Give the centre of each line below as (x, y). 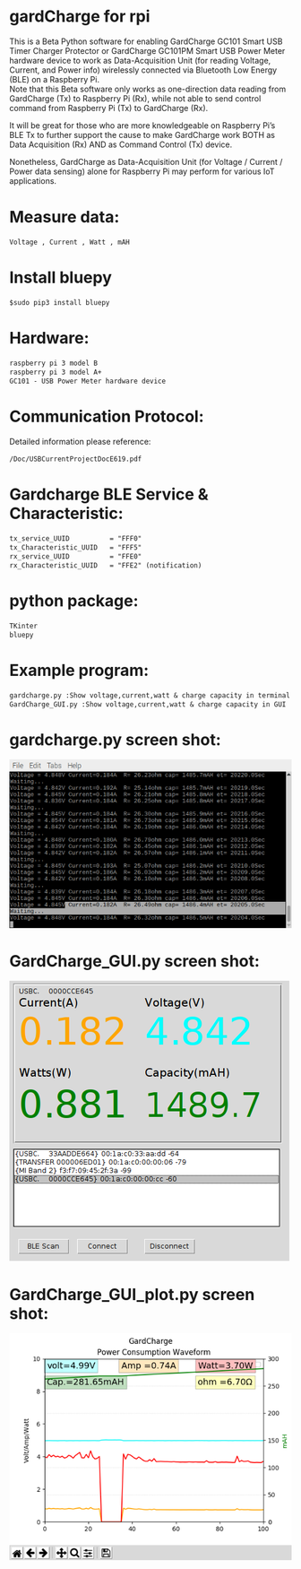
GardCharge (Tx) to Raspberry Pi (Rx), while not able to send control (135, 98)
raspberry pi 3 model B (54, 363)
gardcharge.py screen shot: (115, 739)
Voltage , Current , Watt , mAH (69, 242)
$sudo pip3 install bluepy (60, 302)
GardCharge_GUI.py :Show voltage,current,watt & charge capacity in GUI (148, 704)
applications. (33, 180)
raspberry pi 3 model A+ (56, 372)
